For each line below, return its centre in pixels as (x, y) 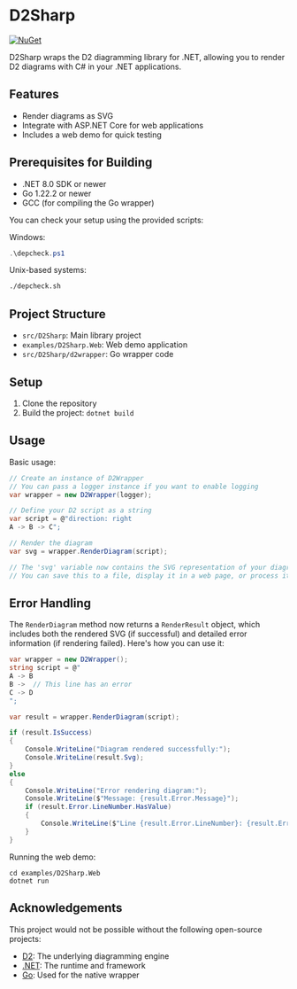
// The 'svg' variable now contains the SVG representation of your (138, 567)
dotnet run (29, 881)
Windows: (27, 237)
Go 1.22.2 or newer (57, 193)
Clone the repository (59, 403)
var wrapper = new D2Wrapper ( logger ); (80, 494)
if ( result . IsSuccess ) (51, 733)
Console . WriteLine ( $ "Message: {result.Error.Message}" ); (132, 798)
